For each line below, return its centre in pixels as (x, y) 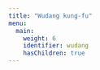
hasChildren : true (54, 53)
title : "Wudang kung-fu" (50, 16)
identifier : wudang (56, 46)
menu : (17, 23)
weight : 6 (40, 38)
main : (25, 31)
